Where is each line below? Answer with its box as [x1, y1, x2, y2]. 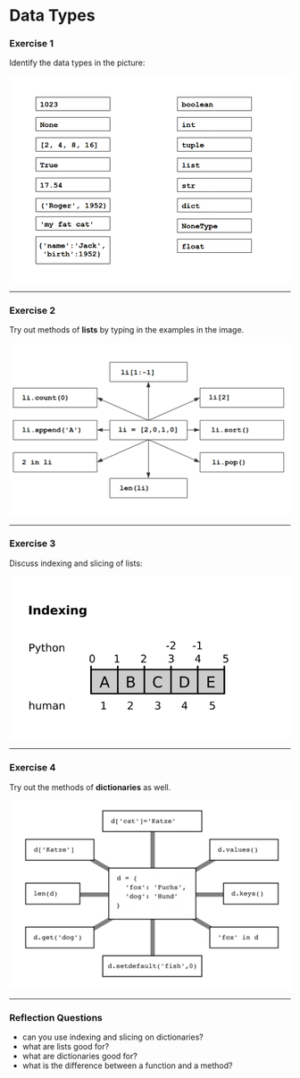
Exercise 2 [9, 304, 56, 316]
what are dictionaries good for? [21, 1051, 138, 1062]
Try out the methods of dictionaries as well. [9, 781, 171, 792]
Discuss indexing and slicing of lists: [9, 558, 143, 568]
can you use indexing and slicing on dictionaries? [21, 1032, 204, 1042]
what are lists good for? [21, 1041, 110, 1052]
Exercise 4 [9, 762, 56, 774]
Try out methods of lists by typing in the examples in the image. [9, 324, 245, 335]
